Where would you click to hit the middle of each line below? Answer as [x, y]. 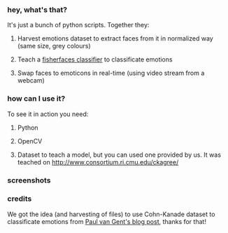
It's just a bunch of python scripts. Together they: [78, 25]
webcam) [31, 80]
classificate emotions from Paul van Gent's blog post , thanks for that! [107, 221]
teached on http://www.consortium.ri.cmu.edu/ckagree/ [98, 162]
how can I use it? [36, 99]
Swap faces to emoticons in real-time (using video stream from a [111, 73]
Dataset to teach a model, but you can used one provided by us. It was [119, 155]
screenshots [29, 180]
